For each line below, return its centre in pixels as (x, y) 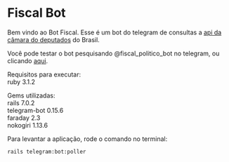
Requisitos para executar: (44, 74)
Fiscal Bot (37, 13)
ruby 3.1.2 (21, 81)
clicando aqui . (28, 60)
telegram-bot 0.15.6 (35, 110)
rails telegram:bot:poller (47, 151)
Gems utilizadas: (31, 95)
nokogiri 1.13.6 (28, 125)
